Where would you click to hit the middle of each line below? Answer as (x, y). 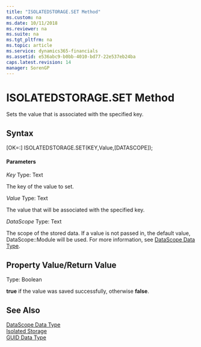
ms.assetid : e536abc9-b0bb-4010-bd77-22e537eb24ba (71, 57)
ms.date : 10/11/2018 (32, 23)
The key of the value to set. (40, 187)
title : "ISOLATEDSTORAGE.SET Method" (54, 12)
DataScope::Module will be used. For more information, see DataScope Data (101, 240)
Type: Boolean (24, 280)
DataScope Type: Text (34, 222)
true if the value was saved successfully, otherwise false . (78, 291)
